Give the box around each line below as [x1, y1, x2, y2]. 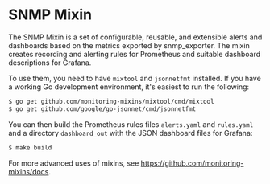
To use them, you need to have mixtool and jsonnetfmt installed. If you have [8, 73, 262, 83]
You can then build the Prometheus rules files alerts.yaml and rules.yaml [8, 119, 254, 129]
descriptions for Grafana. [8, 58, 92, 67]
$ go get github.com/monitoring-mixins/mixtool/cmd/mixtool [8, 97, 215, 105]
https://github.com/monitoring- [140, 158, 244, 168]
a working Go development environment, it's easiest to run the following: [8, 82, 250, 92]
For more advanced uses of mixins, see [8, 158, 139, 168]
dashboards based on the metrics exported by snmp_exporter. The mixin [8, 40, 250, 50]
